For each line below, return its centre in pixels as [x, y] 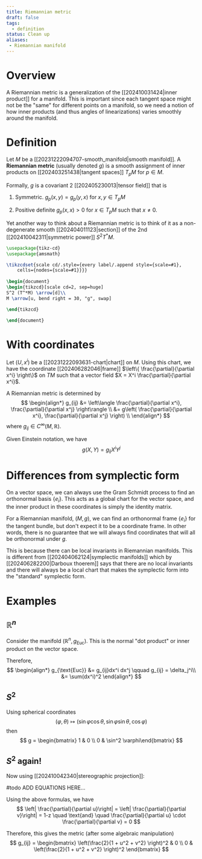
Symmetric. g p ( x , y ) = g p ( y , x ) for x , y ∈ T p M [70, 198]
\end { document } [25, 320]
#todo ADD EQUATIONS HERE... [46, 788]
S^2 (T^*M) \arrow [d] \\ [36, 293]
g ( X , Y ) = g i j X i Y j [101, 450]
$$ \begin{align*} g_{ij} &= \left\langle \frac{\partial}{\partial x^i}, [101, 403]
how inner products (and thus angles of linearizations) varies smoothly [94, 111]
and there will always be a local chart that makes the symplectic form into [97, 570]
